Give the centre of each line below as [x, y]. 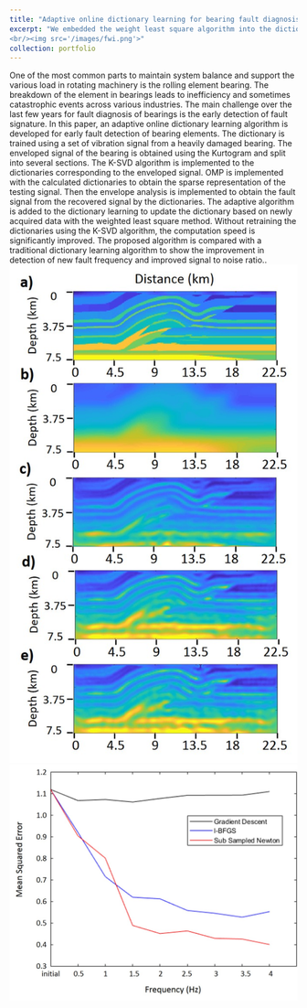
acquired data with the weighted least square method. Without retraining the [153, 221]
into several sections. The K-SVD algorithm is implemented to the [132, 163]
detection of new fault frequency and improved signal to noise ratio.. [138, 260]
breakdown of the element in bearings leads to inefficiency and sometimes [150, 95]
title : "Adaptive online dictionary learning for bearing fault [134, 19]
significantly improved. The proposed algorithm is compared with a [136, 241]
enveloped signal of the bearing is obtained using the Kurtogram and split [148, 153]
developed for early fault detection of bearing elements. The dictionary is [147, 134]
